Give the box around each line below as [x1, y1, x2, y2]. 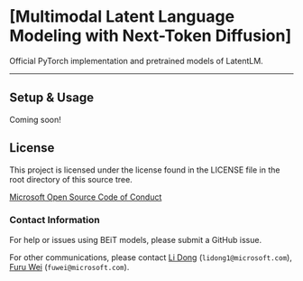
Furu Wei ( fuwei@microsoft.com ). [9, 261, 130, 272]
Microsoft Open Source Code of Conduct [9, 192, 162, 202]
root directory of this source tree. [9, 173, 133, 184]
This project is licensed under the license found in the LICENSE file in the [9, 164, 280, 175]
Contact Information [9, 214, 101, 227]
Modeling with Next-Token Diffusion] [9, 25, 291, 46]
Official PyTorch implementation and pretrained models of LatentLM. [9, 55, 263, 66]
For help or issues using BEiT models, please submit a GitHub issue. [9, 234, 262, 245]
